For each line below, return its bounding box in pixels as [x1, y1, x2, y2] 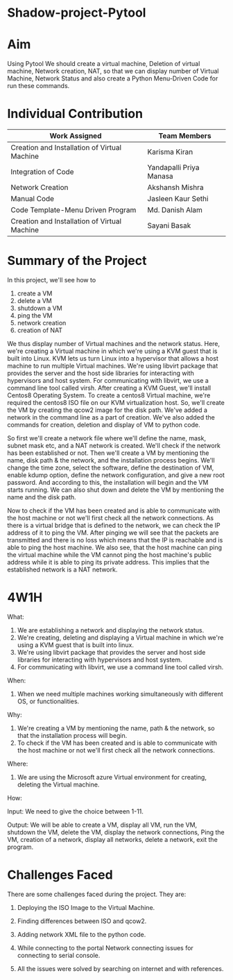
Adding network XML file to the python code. [17, 930, 146, 938]
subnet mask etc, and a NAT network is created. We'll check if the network [7, 442, 221, 449]
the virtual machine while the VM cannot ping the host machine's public [7, 551, 212, 559]
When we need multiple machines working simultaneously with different [17, 689, 223, 698]
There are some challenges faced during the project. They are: [7, 890, 187, 898]
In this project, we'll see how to [7, 276, 96, 284]
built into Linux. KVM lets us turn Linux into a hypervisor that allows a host [7, 354, 218, 362]
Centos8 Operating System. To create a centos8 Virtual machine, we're [7, 391, 211, 399]
